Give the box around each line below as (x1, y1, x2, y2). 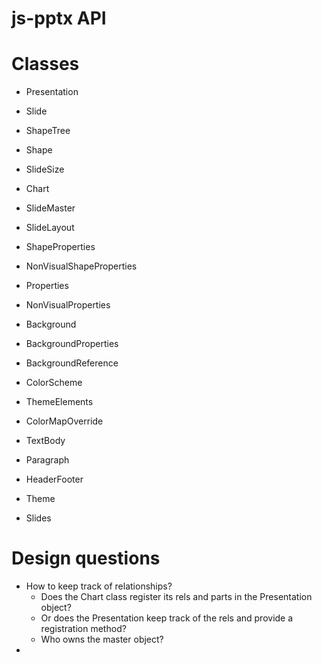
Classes (11, 53, 80, 76)
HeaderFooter (25, 473, 84, 486)
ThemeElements (25, 396, 94, 408)
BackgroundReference (25, 357, 119, 369)
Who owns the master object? (40, 633, 164, 646)
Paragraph (25, 454, 70, 466)
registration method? (40, 623, 127, 635)
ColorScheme (25, 377, 83, 389)
